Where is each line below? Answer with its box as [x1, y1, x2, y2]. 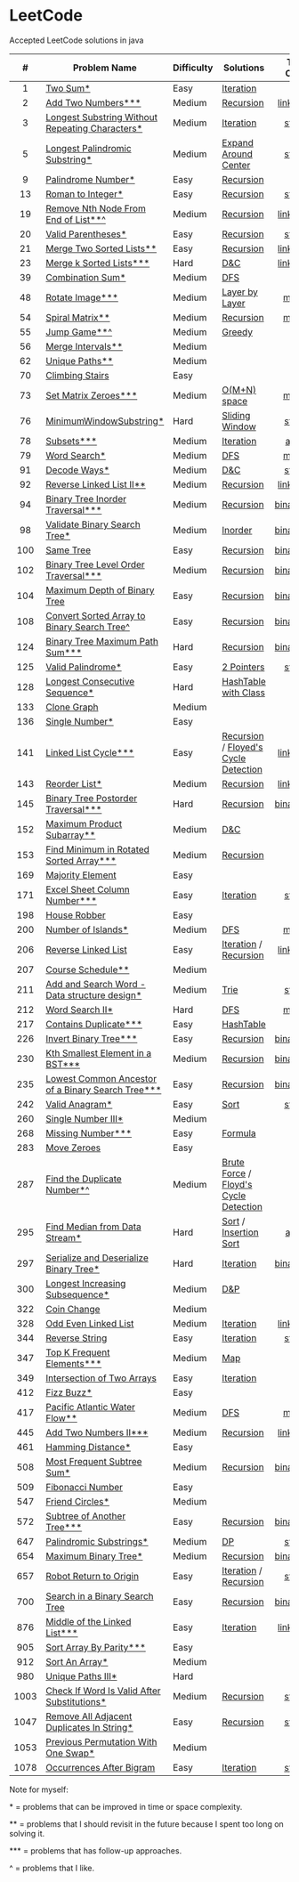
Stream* [45, 1231, 82, 1244]
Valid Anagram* [45, 1098, 113, 1110]
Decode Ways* [45, 464, 110, 476]
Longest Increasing [45, 1277, 126, 1289]
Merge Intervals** [45, 340, 123, 353]
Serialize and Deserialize [45, 1252, 149, 1264]
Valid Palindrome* [45, 661, 122, 673]
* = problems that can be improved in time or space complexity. [9, 1801, 243, 1812]
